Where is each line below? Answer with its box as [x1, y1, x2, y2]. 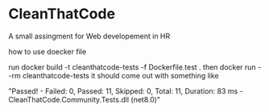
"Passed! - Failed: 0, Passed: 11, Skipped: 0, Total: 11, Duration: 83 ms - [8, 86, 243, 96]
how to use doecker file [8, 46, 87, 56]
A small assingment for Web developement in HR [8, 31, 171, 41]
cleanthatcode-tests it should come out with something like [23, 70, 219, 80]
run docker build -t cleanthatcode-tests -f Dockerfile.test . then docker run [8, 62, 256, 72]
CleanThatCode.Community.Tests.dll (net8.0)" [8, 94, 161, 104]
